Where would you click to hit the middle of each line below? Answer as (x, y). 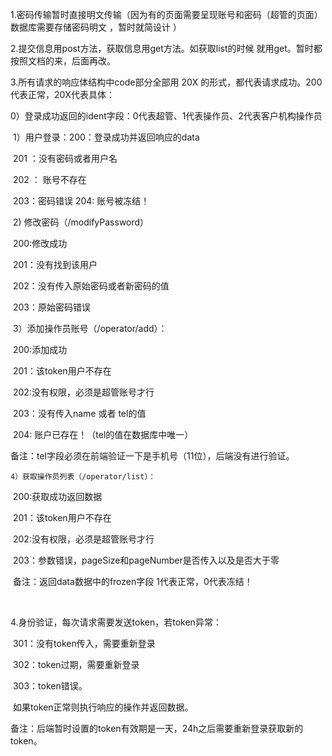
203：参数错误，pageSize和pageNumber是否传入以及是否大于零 (146, 560)
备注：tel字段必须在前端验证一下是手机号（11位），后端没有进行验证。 (152, 456)
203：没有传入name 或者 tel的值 (79, 413)
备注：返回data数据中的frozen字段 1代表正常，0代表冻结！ (132, 581)
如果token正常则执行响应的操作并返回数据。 (103, 707)
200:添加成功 (40, 349)
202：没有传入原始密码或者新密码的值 (91, 286)
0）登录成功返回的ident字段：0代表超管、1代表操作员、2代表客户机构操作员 (166, 116)
